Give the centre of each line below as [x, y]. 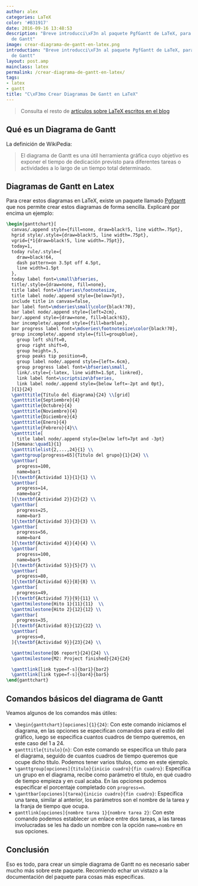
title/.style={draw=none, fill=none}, [59, 285]
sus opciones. [32, 831]
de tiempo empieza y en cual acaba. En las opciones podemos [90, 781]
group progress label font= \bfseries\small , [72, 368]
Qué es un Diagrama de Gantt [61, 130]
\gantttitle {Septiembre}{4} [46, 400]
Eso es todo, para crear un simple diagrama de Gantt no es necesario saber [98, 864]
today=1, [22, 246]
